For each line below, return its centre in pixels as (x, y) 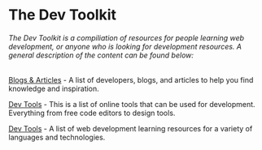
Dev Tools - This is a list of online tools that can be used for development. (132, 105)
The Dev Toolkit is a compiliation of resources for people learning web (127, 37)
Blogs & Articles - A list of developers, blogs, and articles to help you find (131, 80)
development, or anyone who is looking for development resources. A (125, 46)
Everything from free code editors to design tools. (92, 113)
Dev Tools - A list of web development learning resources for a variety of (131, 129)
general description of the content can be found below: (101, 55)
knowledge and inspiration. (54, 89)
